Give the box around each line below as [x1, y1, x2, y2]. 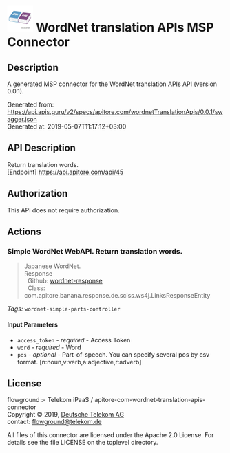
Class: [27, 284, 45, 292]
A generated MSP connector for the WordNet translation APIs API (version [7, 80, 218, 88]
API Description [7, 142, 76, 154]
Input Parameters [7, 320, 59, 329]
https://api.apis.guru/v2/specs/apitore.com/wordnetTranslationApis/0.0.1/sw [7, 108, 223, 115]
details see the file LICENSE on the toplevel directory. [7, 439, 158, 447]
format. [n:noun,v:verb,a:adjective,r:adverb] [17, 357, 142, 366]
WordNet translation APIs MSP [35, 20, 215, 36]
